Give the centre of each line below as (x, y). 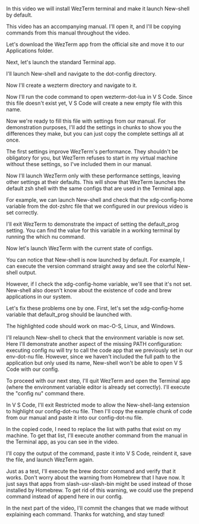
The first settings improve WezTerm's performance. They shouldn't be (92, 152)
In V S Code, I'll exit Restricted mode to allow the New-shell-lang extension (98, 405)
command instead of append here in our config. (65, 496)
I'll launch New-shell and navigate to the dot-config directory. (81, 74)
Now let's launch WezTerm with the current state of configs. (80, 248)
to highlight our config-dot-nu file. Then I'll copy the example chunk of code (99, 411)
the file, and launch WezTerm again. (50, 460)
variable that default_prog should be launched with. (69, 314)
